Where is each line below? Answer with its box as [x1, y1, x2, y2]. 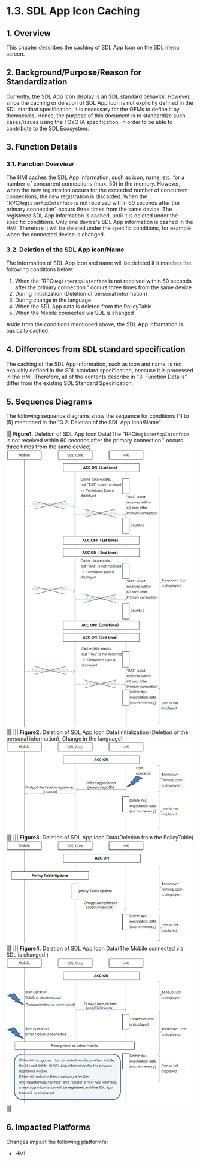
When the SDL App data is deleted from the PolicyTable [14, 302, 152, 310]
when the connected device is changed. [6, 230, 105, 238]
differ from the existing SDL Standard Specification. [6, 379, 134, 387]
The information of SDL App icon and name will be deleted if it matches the [6, 259, 192, 266]
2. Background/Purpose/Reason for [6, 68, 142, 78]
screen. [6, 50, 25, 57]
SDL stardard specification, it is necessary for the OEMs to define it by [6, 105, 180, 113]
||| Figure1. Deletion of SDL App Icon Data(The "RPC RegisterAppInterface [6, 430, 190, 438]
